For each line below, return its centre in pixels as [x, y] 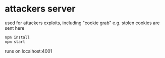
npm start [15, 42]
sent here [15, 28]
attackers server [40, 9]
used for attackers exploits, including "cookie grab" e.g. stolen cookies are [82, 23]
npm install [17, 37]
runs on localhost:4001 [29, 51]
